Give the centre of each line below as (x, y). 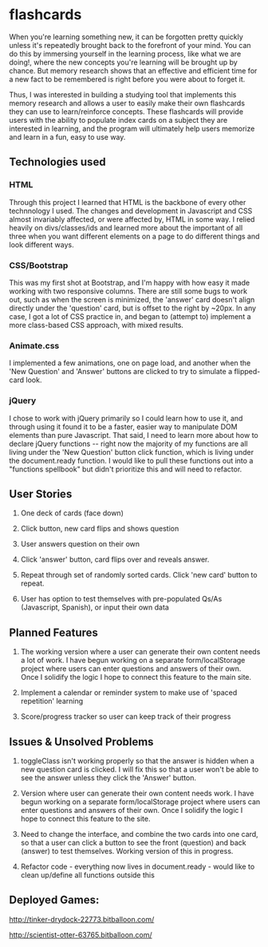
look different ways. (41, 244)
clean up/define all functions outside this (87, 874)
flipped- (247, 372)
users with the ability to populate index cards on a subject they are (118, 120)
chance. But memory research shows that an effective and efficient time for (133, 70)
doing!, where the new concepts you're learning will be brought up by (123, 62)
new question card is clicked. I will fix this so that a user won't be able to (140, 769)
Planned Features (54, 632)
